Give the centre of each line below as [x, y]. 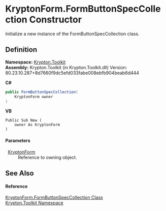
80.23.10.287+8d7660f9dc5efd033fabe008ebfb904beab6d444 [72, 73]
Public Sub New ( [24, 120]
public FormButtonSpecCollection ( [42, 92]
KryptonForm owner [34, 97]
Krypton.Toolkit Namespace [34, 203]
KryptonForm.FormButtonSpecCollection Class [54, 198]
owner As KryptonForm [37, 125]
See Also [20, 173]
